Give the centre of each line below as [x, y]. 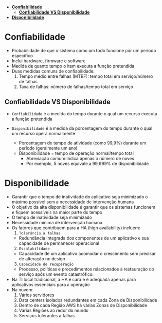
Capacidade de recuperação [46, 264]
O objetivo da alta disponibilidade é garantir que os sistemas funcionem [83, 207]
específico [22, 55]
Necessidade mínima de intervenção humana [57, 222]
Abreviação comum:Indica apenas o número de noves [80, 158]
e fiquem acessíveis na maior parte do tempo [57, 212]
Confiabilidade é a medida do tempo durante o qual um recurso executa [84, 113]
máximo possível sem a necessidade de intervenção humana [73, 202]
